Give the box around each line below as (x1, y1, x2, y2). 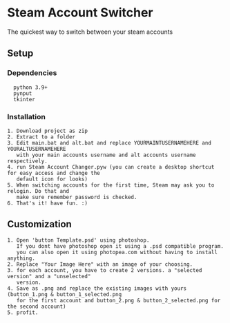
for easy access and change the (7, 169, 100, 176)
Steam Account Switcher (7, 5, 153, 21)
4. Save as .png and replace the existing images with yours (7, 284, 187, 292)
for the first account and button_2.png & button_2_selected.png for (16, 297, 221, 304)
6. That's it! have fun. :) (7, 200, 88, 207)
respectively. (7, 157, 48, 165)
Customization (7, 218, 73, 230)
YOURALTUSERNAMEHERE (7, 145, 67, 152)
